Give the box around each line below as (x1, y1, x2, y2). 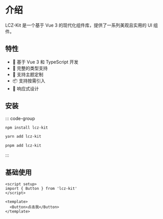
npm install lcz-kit (5, 125, 49, 130)
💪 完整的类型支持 (12, 65, 48, 71)
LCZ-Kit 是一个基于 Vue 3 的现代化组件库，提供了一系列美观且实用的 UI (5, 22, 152, 28)
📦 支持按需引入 (12, 77, 46, 83)
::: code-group (5, 115, 35, 121)
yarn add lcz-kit (5, 134, 42, 139)
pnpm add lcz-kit (5, 143, 42, 148)
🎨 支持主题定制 (12, 71, 44, 77)
